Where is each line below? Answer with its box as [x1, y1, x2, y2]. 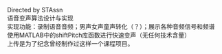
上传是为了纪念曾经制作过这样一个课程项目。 [7, 40, 134, 47]
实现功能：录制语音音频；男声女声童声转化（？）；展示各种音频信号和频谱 [7, 23, 215, 30]
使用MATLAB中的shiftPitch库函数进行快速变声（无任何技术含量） [7, 31, 191, 39]
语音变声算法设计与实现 [7, 14, 74, 22]
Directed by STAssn [7, 6, 63, 14]
